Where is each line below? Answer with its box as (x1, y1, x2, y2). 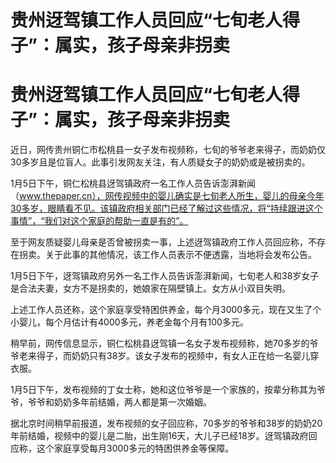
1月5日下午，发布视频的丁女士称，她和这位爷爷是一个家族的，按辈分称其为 (10, 384, 317, 396)
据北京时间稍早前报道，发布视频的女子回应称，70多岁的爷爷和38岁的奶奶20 (10, 417, 323, 430)
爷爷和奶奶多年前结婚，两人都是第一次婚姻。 (27, 396, 212, 408)
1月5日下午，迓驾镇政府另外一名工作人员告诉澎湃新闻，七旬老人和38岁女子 (10, 270, 320, 282)
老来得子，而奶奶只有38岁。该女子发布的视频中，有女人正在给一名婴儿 (18, 350, 311, 362)
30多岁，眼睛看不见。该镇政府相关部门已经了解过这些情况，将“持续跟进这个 (10, 202, 323, 215)
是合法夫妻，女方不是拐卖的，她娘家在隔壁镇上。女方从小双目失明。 (10, 282, 291, 295)
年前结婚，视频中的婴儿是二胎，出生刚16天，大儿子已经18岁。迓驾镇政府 (10, 430, 309, 442)
